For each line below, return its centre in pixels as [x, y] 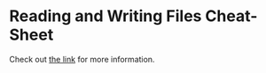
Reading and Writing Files [106, 16]
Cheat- [231, 16]
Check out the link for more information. [82, 59]
